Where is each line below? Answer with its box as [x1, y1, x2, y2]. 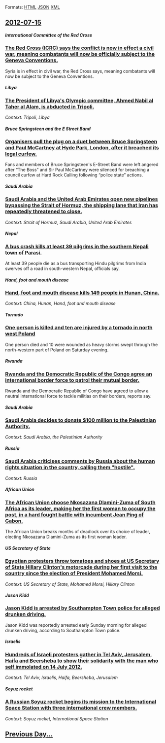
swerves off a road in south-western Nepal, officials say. [5, 266, 120, 271]
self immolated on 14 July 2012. [5, 663, 83, 670]
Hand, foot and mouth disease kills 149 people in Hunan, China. [5, 289, 160, 296]
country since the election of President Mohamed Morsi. [5, 570, 143, 577]
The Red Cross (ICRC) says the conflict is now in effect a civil [5, 44, 154, 51]
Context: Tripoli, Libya [5, 114, 50, 120]
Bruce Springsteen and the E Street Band [5, 126, 91, 132]
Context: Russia [5, 475, 37, 481]
